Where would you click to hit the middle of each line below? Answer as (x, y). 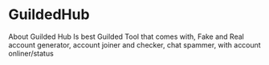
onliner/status (31, 53)
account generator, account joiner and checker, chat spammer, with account (134, 44)
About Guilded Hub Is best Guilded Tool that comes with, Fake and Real (126, 36)
